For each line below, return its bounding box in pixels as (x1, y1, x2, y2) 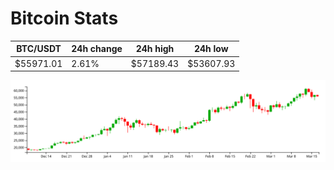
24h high (135, 43, 175, 55)
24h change (71, 43, 123, 55)
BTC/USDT (16, 43, 62, 55)
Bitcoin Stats (10, 7, 119, 30)
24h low (193, 43, 229, 55)
